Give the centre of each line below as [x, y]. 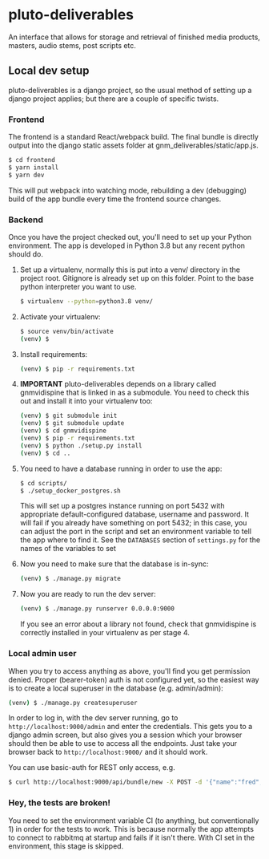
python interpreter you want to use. [78, 286]
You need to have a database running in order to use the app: [121, 468]
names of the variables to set [68, 549]
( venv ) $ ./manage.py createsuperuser [73, 703]
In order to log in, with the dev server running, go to [93, 718]
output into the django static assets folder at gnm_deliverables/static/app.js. [133, 145]
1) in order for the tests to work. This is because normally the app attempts [131, 829]
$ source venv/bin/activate [66, 331]
